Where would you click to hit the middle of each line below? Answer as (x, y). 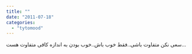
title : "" (18, 11)
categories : (21, 22)
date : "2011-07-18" (30, 17)
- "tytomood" (27, 28)
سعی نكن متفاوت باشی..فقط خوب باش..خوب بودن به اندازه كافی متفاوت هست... (96, 45)
